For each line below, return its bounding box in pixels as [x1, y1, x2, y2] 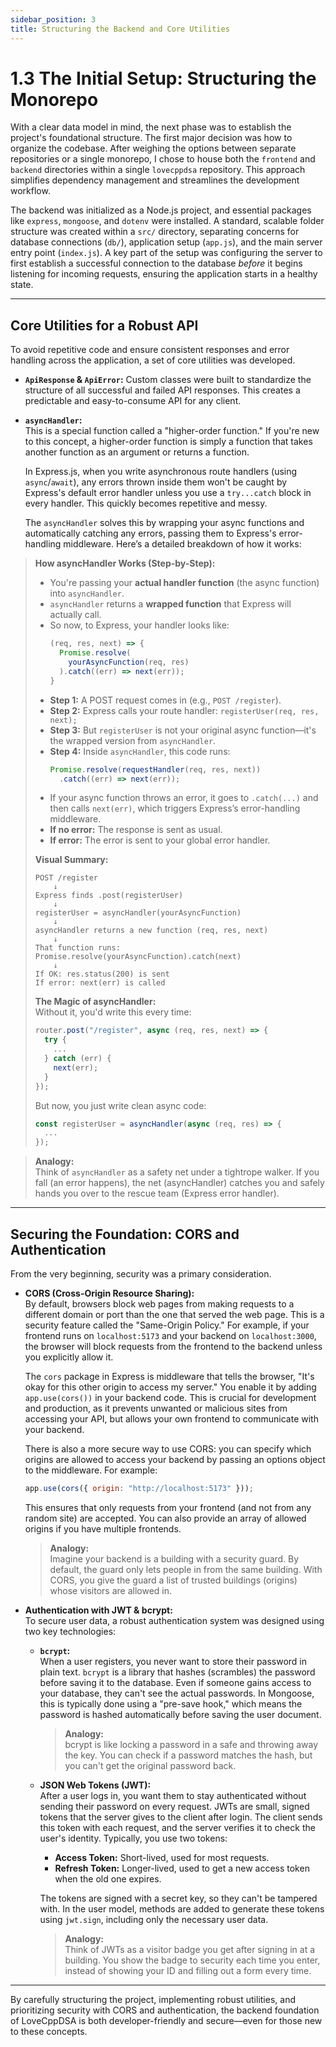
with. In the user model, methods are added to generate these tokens [39, 1902, 325, 1915]
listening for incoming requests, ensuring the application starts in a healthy [10, 268, 318, 280]
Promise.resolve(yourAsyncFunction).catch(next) [34, 952, 242, 962]
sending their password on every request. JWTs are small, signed [39, 1800, 310, 1812]
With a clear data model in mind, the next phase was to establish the [10, 121, 292, 133]
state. [10, 279, 34, 291]
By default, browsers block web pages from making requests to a [24, 1297, 295, 1310]
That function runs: [34, 943, 121, 953]
